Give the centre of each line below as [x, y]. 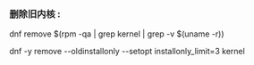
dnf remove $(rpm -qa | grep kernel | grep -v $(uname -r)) [117, 34]
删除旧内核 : [35, 13]
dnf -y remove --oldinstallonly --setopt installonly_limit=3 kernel [127, 52]
